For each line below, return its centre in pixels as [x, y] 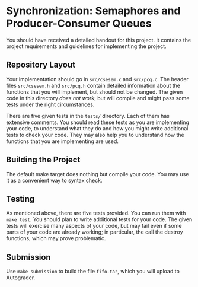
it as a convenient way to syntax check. [54, 180]
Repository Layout [41, 65]
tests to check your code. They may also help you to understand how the [95, 135]
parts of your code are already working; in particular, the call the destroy [95, 232]
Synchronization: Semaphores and [93, 11]
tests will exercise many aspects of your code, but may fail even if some [94, 226]
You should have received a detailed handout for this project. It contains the [99, 40]
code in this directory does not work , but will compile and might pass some [98, 98]
